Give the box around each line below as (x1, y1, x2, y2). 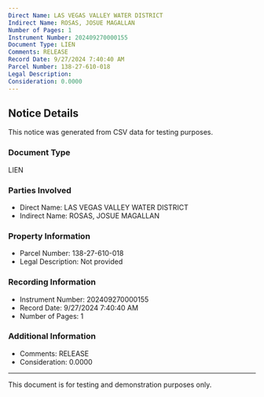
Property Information (8, 230, 90, 241)
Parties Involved (8, 184, 72, 195)
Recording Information (8, 276, 97, 288)
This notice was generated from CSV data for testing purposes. (8, 128, 214, 137)
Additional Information (8, 331, 97, 342)
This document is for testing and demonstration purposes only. (8, 380, 212, 389)
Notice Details (8, 106, 79, 120)
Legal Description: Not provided (19, 257, 123, 266)
